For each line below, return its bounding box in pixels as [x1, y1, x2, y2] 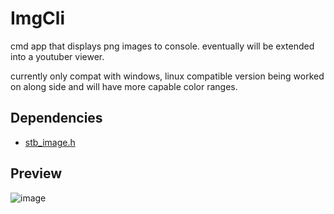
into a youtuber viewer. [10, 50, 105, 62]
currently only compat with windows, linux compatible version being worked [10, 70, 325, 82]
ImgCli [10, 7, 65, 30]
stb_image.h [24, 136, 76, 148]
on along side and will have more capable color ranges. [10, 80, 238, 92]
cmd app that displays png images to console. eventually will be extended [10, 40, 315, 52]
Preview [10, 165, 63, 182]
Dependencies [10, 110, 103, 127]
